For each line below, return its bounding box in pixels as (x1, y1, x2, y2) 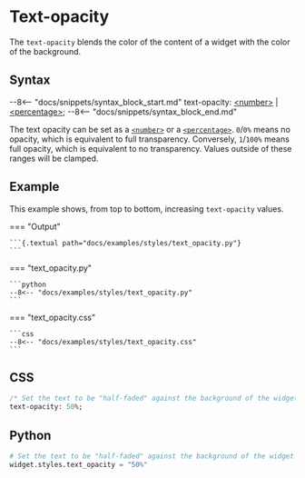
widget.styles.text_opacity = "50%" (9, 460, 148, 469)
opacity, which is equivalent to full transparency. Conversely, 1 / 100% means (9, 134, 290, 144)
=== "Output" (9, 221, 61, 232)
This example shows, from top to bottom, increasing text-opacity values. (9, 203, 284, 214)
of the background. (9, 45, 82, 56)
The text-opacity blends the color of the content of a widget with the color (9, 36, 290, 47)
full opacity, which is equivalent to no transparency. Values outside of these (9, 143, 292, 154)
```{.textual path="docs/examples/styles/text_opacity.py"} (9, 238, 242, 247)
